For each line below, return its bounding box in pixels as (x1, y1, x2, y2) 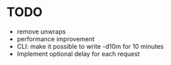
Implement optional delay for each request (16, 50, 140, 58)
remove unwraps (16, 27, 66, 36)
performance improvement (16, 34, 95, 43)
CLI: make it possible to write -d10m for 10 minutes (16, 42, 164, 50)
